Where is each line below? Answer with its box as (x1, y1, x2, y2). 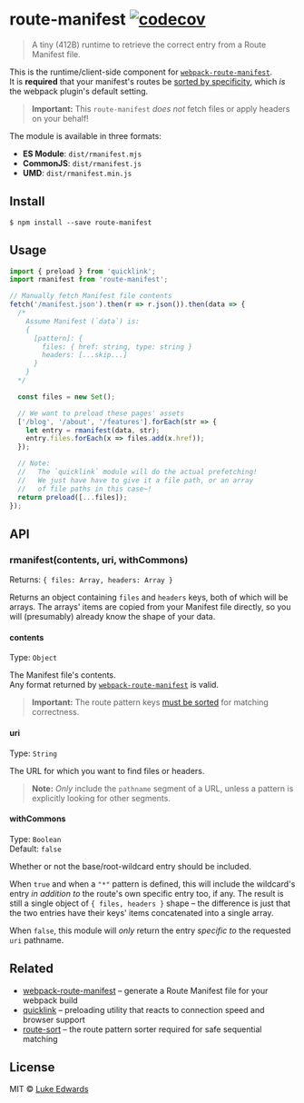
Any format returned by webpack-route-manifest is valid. (9, 680, 220, 691)
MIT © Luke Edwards (9, 1084, 89, 1095)
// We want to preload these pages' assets (17, 409, 184, 418)
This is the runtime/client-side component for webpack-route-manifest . (9, 66, 273, 77)
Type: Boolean (9, 833, 62, 844)
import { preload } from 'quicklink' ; (9, 266, 156, 276)
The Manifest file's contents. (9, 670, 116, 681)
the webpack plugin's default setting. (9, 85, 149, 96)
